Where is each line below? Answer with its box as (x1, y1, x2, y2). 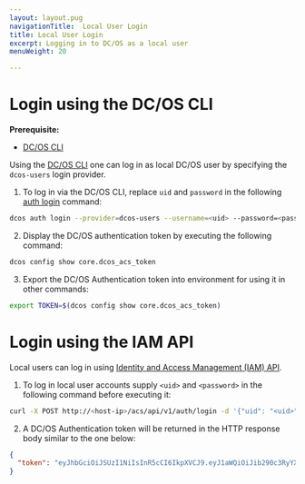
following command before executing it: (22, 389, 172, 400)
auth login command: (22, 196, 103, 207)
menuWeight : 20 (9, 47, 67, 56)
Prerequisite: (9, 124, 60, 135)
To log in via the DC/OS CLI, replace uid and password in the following (22, 187, 282, 198)
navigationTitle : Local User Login (9, 22, 148, 31)
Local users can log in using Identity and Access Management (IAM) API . (9, 361, 282, 372)
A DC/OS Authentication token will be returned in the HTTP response (22, 423, 280, 434)
